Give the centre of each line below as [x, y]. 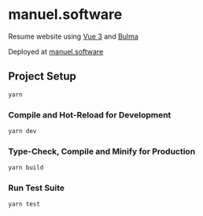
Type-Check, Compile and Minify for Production [102, 151]
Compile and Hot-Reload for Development [90, 114]
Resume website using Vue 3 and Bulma [74, 36]
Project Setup [42, 76]
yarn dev [22, 131]
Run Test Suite [37, 188]
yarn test [24, 204]
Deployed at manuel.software [56, 51]
